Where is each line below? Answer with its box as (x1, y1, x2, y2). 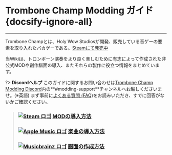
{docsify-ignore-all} (5, 16, 93, 28)
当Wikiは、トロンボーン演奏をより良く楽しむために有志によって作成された (5, 55, 162, 62)
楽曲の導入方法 (68, 128, 105, 135)
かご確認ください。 (9, 99, 50, 105)
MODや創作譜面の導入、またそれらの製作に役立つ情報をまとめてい (14, 62, 155, 68)
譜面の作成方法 (68, 143, 105, 150)
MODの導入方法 (52, 112, 92, 120)
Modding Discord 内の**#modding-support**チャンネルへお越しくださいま (5, 86, 162, 92)
